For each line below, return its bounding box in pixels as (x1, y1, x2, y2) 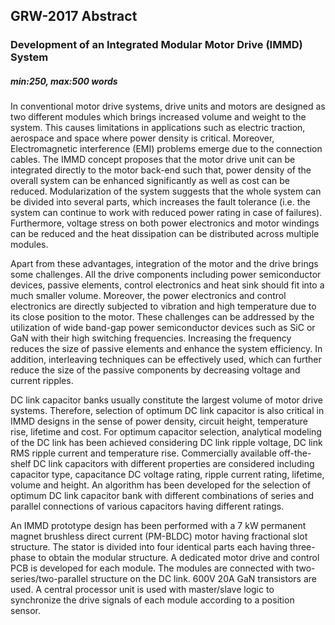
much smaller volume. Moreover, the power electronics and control (10, 290, 287, 302)
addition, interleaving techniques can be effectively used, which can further (10, 354, 322, 366)
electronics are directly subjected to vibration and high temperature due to (10, 300, 317, 313)
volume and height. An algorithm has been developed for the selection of (10, 479, 312, 491)
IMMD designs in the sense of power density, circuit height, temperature (10, 415, 308, 428)
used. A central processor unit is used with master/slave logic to (10, 584, 275, 596)
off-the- (278, 447, 312, 459)
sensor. (10, 605, 42, 617)
